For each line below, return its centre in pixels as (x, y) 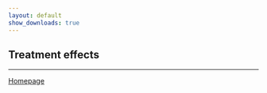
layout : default (35, 15)
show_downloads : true (44, 23)
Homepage (27, 81)
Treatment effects (54, 55)
